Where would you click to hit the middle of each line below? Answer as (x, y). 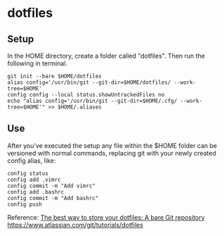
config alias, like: (32, 161)
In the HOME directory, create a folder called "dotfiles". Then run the (106, 56)
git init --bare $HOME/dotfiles (54, 76)
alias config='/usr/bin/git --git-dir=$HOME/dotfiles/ (89, 82)
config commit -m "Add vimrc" (52, 186)
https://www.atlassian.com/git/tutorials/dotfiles (75, 225)
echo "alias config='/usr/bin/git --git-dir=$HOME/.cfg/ (92, 101)
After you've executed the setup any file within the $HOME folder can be (112, 145)
